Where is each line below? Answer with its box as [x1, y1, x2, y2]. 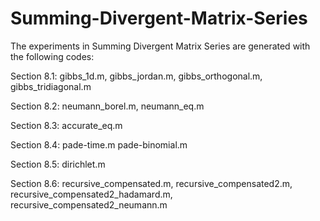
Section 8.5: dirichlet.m [10, 158, 106, 170]
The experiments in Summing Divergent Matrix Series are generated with [10, 40, 311, 52]
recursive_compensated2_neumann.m [10, 198, 168, 211]
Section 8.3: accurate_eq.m [10, 119, 123, 131]
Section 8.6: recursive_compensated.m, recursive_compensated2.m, [10, 177, 293, 189]
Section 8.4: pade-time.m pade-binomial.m [10, 138, 188, 151]
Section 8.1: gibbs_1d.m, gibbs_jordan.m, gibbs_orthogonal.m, [10, 70, 263, 82]
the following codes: [10, 50, 95, 62]
